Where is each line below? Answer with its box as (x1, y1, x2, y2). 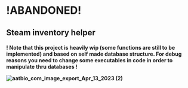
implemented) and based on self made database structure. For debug (6, 50, 182, 57)
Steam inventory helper (6, 28, 95, 38)
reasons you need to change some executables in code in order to (6, 57, 173, 64)
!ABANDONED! (6, 4, 82, 17)
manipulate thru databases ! (6, 63, 78, 71)
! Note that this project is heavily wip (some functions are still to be (6, 44, 175, 51)
